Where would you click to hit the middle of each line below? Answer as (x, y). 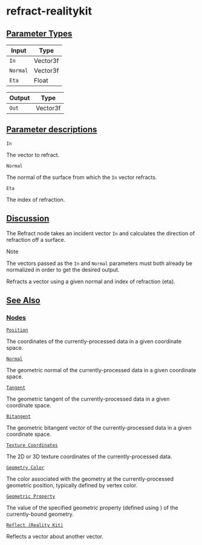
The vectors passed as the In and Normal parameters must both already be (99, 263)
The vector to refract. (33, 155)
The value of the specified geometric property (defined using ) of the (92, 508)
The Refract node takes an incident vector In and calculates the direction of (101, 233)
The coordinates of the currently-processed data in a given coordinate (94, 341)
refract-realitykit (49, 11)
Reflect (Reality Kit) (35, 526)
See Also (23, 300)
